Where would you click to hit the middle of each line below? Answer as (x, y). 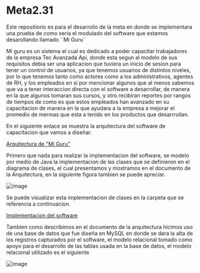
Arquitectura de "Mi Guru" (38, 144)
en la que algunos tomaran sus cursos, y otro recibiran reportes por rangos (99, 95)
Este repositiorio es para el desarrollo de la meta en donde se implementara (99, 27)
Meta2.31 (30, 10)
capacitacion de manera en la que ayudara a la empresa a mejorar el (90, 108)
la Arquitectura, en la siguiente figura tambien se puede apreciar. (86, 174)
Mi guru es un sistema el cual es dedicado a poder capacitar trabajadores (97, 51)
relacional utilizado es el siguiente (48, 252)
